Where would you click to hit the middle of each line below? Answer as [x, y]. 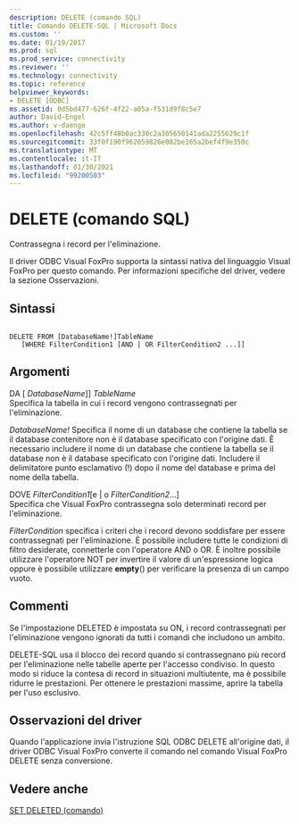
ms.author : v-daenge [48, 126]
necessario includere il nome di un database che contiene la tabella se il [141, 448]
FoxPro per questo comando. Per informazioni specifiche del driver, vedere [147, 271]
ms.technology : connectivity [63, 76]
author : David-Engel [48, 117]
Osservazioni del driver [76, 721]
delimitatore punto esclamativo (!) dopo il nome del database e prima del [142, 467]
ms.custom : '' [36, 34]
